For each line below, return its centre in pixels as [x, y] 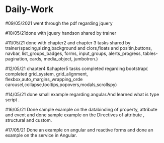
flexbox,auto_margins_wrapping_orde [44, 79]
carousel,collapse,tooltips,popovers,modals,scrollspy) [61, 85]
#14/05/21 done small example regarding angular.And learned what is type [82, 94]
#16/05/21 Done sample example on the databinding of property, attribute [81, 109]
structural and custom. [29, 120]
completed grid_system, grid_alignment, [47, 74]
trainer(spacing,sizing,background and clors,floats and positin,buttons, [79, 48]
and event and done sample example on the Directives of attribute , [75, 115]
